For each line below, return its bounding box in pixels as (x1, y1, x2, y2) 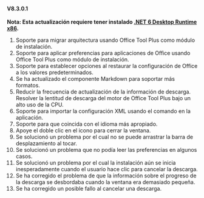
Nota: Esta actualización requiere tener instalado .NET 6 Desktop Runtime (7, 18, 197, 26)
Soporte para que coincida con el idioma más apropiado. (15, 120, 158, 128)
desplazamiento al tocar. (15, 140, 78, 147)
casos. (15, 152, 33, 160)
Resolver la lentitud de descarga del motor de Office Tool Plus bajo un (15, 95, 191, 102)
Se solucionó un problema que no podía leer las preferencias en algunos (15, 146, 197, 154)
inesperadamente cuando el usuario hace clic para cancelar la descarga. (15, 166, 198, 173)
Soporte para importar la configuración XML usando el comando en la (15, 108, 191, 115)
